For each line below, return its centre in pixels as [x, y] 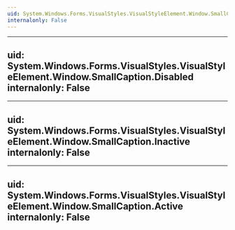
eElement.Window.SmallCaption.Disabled [100, 77]
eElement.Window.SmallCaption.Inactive [99, 142]
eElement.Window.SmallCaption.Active [95, 206]
